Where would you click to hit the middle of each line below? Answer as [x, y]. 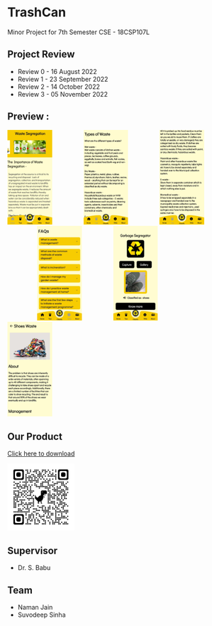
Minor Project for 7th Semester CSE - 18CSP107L [79, 32]
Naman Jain [35, 607]
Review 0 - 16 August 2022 [57, 71]
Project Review [41, 54]
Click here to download [41, 454]
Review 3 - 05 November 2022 [63, 94]
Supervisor [33, 550]
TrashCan [37, 12]
